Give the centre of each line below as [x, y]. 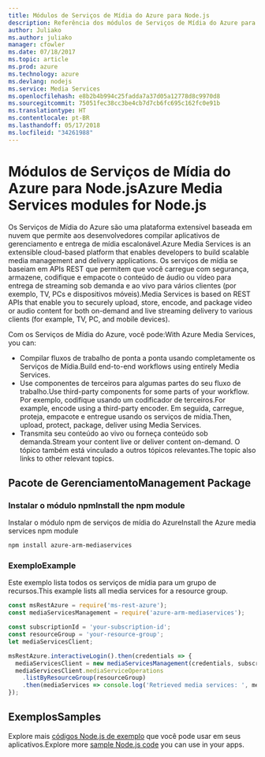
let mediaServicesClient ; [50, 642]
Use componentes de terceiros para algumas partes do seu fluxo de [130, 383]
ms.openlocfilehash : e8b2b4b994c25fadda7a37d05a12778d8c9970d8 [114, 96]
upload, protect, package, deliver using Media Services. [110, 425]
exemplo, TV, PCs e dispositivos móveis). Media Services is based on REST [129, 294]
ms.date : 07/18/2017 [42, 52]
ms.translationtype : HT [47, 111]
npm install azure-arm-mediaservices [70, 545]
